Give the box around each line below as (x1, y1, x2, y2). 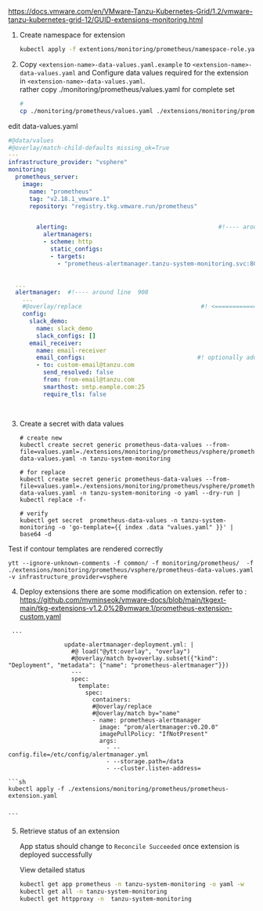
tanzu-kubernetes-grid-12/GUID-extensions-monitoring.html (8, 15, 204, 24)
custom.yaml (19, 612, 61, 621)
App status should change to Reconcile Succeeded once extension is (19, 842, 240, 851)
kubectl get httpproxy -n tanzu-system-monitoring (19, 895, 192, 903)
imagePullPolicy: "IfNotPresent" (99, 730, 209, 738)
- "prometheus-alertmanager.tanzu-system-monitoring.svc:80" (57, 259, 261, 268)
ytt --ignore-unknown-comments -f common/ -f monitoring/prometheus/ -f (8, 559, 254, 568)
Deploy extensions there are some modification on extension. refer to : (19, 587, 247, 596)
